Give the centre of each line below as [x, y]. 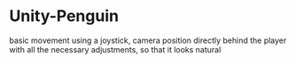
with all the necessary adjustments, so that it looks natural [115, 49]
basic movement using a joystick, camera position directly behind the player [148, 40]
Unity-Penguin [64, 16]
